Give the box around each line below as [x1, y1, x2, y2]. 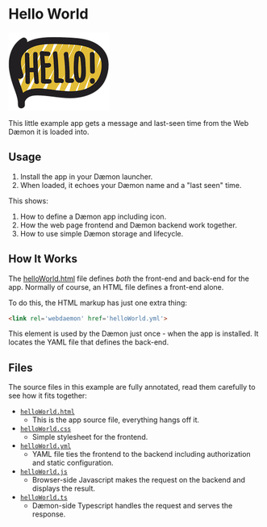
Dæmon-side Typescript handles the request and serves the [31, 501, 233, 511]
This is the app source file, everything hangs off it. [31, 415, 200, 425]
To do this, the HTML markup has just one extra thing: [8, 298, 188, 307]
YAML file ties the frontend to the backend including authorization [31, 450, 252, 459]
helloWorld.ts [19, 494, 68, 502]
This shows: [8, 195, 48, 206]
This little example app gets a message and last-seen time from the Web [8, 118, 249, 128]
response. [31, 509, 66, 519]
